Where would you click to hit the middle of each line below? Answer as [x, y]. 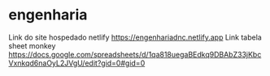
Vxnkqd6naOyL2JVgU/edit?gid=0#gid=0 [77, 63]
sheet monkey [32, 45]
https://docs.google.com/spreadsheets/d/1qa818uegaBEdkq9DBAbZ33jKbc [135, 54]
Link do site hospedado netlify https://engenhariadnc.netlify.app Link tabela [135, 37]
